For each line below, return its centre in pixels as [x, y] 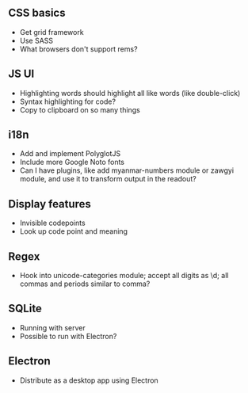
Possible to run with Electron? [68, 336]
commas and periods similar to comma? [85, 284]
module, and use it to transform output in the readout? [108, 179]
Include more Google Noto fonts [72, 162]
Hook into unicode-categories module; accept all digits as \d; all [124, 276]
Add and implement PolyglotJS [70, 154]
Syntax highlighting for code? [68, 101]
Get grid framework [52, 32]
